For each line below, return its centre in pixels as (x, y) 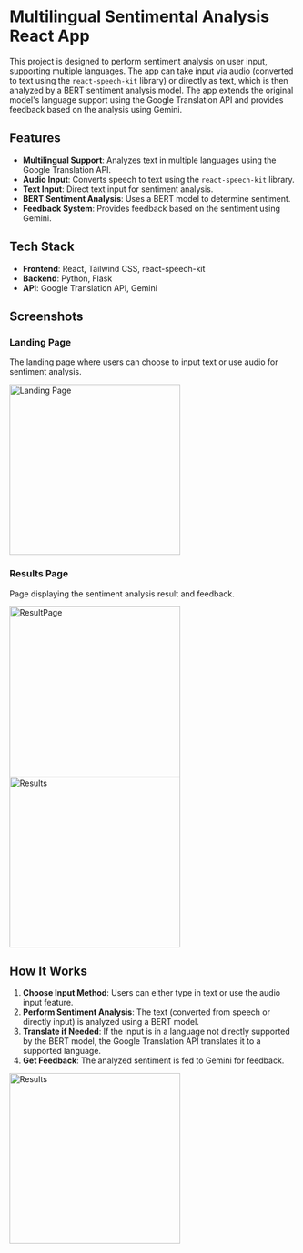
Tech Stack (42, 247)
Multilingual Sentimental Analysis (140, 17)
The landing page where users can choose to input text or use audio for (144, 362)
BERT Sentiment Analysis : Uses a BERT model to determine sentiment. (157, 198)
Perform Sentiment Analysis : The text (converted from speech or (146, 1012)
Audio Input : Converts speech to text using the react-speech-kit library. (159, 179)
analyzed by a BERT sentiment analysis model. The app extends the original (151, 90)
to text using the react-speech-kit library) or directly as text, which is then (149, 80)
